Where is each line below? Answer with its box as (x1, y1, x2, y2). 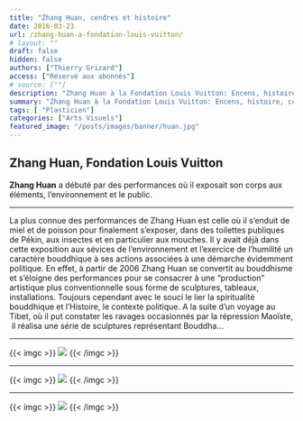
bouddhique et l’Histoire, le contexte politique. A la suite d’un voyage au (9, 301, 276, 312)
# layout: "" (9, 38, 59, 48)
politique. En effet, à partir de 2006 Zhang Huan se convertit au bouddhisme (9, 262, 293, 273)
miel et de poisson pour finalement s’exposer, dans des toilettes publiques (9, 224, 285, 235)
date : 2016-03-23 (9, 22, 75, 31)
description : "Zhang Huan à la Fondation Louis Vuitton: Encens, (9, 88, 260, 97)
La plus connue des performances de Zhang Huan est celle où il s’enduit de (9, 215, 290, 225)
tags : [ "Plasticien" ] (9, 105, 95, 114)
